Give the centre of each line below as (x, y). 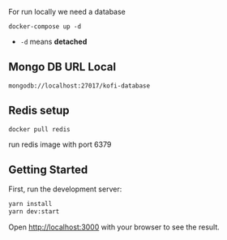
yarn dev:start (34, 212)
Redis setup (39, 111)
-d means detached (54, 41)
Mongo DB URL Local (62, 67)
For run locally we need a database (67, 12)
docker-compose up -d (45, 27)
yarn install (30, 204)
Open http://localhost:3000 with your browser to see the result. (114, 227)
